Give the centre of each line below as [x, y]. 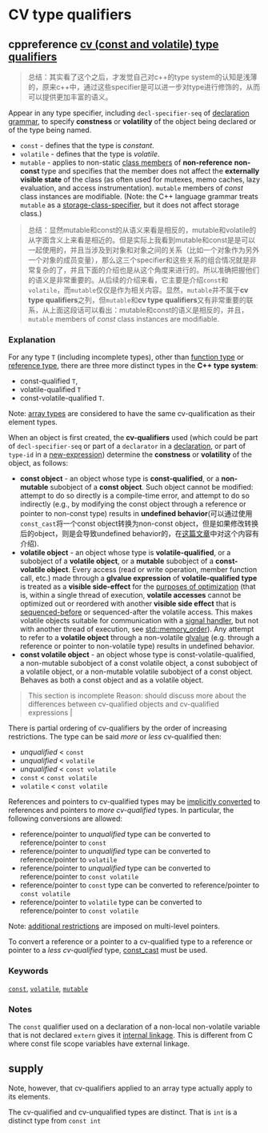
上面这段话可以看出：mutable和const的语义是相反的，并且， [149, 310]
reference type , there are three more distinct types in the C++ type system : [133, 366]
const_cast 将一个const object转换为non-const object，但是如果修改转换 [139, 524]
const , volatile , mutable [48, 988]
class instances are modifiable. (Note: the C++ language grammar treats [139, 196]
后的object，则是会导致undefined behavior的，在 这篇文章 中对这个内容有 [140, 534]
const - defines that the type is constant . [87, 145]
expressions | [50, 713]
